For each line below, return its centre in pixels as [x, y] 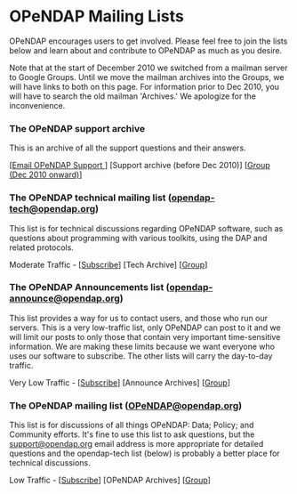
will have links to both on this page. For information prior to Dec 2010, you [144, 86]
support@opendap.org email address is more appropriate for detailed [136, 444]
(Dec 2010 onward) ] [46, 174]
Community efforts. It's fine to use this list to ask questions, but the [132, 434]
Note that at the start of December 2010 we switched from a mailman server [148, 68]
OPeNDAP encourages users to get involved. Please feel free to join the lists [148, 41]
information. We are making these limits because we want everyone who [142, 346]
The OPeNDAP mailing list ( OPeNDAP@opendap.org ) [126, 405]
